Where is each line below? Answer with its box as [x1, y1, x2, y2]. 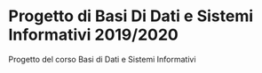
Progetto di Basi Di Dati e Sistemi [8, 6, 254, 26]
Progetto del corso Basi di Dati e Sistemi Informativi [8, 54, 196, 64]
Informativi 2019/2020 [8, 25, 179, 45]
